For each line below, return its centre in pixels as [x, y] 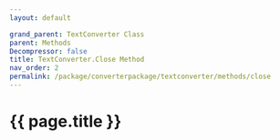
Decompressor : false [49, 51]
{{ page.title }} [66, 121]
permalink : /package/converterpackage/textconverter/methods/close [140, 77]
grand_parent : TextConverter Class [77, 34]
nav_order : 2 [34, 68]
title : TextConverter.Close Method [77, 60]
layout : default [40, 18]
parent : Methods [40, 43]
